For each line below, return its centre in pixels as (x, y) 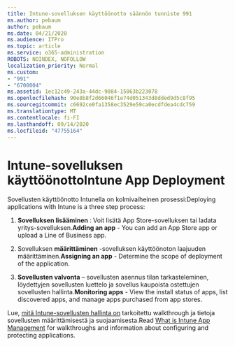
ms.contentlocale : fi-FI (43, 117)
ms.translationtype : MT (42, 111)
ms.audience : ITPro (36, 40)
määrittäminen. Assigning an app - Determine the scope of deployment (120, 257)
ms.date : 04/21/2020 (37, 33)
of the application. (43, 264)
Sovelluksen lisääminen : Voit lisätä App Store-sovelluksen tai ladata (117, 220)
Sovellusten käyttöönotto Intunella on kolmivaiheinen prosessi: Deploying (112, 199)
